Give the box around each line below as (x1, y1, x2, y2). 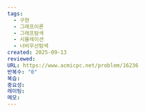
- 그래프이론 (13, 23, 44, 30)
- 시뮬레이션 (13, 36, 44, 43)
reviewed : (7, 56, 36, 63)
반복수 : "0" (7, 68, 38, 75)
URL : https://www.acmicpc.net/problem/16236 (7, 62, 139, 69)
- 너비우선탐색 (13, 42, 49, 49)
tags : (7, 10, 23, 17)
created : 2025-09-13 (7, 49, 68, 56)
